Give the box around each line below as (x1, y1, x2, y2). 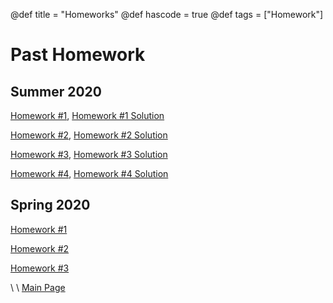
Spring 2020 (10, 197, 91, 214)
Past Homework (10, 44, 146, 66)
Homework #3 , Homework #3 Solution (10, 149, 168, 160)
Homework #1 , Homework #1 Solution (10, 110, 165, 121)
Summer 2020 (10, 83, 102, 100)
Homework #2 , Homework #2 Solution (10, 129, 168, 141)
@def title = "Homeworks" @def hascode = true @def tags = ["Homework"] (10, 9, 324, 20)
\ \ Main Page (10, 281, 66, 293)
